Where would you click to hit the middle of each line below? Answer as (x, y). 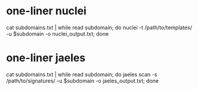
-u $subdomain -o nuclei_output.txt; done (58, 33)
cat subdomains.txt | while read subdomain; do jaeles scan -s (82, 74)
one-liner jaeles (46, 58)
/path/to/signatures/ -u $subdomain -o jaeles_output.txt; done (83, 80)
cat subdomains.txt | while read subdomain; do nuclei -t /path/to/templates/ (99, 27)
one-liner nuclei (46, 11)
